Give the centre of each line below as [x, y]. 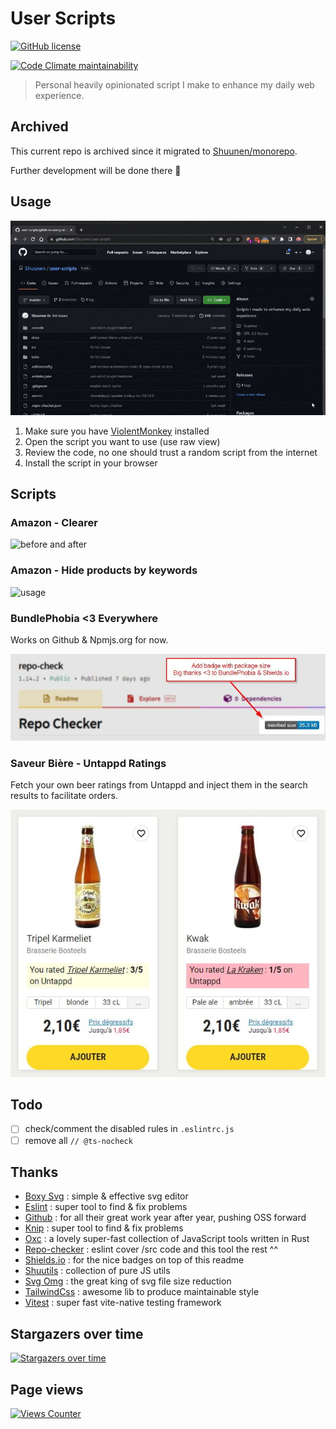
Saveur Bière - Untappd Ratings [88, 763]
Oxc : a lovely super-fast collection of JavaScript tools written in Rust [167, 1239]
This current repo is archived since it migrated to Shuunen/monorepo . [154, 151]
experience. [59, 95]
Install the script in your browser [91, 463]
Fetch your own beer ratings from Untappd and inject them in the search [159, 785]
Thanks [34, 1172]
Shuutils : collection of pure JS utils [97, 1271]
